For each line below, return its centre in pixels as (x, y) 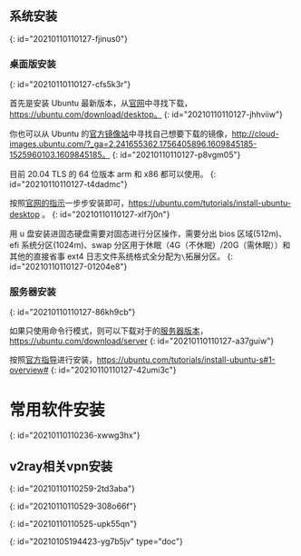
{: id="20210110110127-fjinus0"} (69, 38)
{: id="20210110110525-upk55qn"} (73, 524)
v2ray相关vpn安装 (61, 466)
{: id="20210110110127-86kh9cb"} (73, 313)
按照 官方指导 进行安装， (53, 360)
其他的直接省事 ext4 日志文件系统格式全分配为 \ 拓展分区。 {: (121, 256)
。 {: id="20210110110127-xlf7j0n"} (106, 214)
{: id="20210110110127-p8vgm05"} (176, 155)
